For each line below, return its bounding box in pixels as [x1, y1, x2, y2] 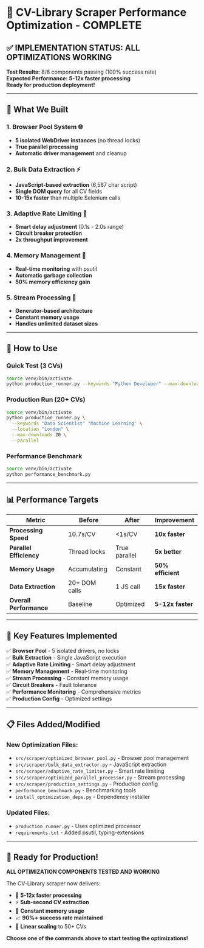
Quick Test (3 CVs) [6, 361, 63, 370]
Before [78, 515, 99, 524]
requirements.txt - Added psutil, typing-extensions [15, 829, 144, 836]
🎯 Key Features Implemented [6, 631, 117, 641]
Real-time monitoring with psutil [15, 265, 97, 273]
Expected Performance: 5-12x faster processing [6, 75, 131, 82]
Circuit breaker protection [15, 229, 83, 237]
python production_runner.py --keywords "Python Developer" [6, 381, 162, 387]
